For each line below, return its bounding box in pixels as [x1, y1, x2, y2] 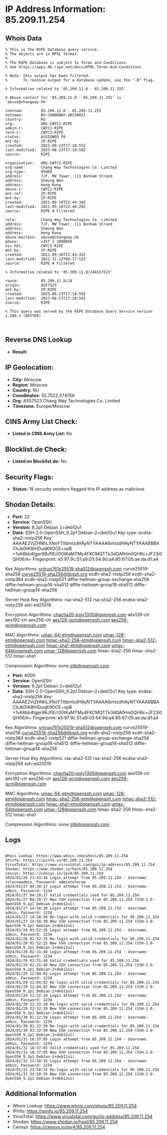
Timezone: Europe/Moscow [12, 403, 70, 409]
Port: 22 [12, 514, 30, 520]
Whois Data [5, 34, 42, 42]
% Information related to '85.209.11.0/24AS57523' [5, 270, 113, 275]
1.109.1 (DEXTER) [5, 313, 41, 318]
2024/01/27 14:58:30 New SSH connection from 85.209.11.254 [5, 919, 133, 924]
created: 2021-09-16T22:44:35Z [5, 252, 86, 257]
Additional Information [5, 1090, 77, 1098]
